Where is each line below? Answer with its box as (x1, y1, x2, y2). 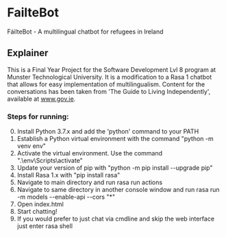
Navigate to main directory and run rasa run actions (16, 178, 163, 186)
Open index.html (16, 200, 64, 208)
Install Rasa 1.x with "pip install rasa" (16, 171, 121, 179)
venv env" (16, 142, 47, 150)
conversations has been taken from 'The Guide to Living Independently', (7, 87, 211, 95)
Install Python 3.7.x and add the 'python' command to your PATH (16, 127, 199, 136)
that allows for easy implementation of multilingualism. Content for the (7, 80, 205, 88)
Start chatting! (16, 208, 58, 216)
